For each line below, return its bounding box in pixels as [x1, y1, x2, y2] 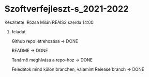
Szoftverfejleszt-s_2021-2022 [4, 3, 129, 15]
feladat [11, 29, 26, 34]
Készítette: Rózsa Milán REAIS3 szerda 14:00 [4, 19, 94, 25]
